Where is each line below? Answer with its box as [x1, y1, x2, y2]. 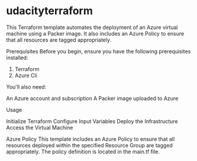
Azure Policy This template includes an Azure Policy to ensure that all [6, 135, 175, 143]
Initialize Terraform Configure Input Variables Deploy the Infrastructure [6, 117, 179, 125]
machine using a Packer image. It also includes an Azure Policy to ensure [6, 30, 185, 37]
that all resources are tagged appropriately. [6, 36, 111, 43]
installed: [6, 54, 28, 61]
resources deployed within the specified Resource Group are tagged [6, 141, 173, 149]
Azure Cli [14, 72, 37, 79]
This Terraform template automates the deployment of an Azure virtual [6, 24, 178, 31]
